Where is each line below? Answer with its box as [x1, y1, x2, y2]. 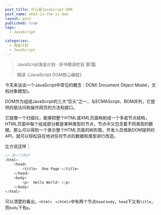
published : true [5, 20, 38, 26]
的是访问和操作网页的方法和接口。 [9, 104, 78, 110]
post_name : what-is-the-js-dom [5, 12, 68, 17]
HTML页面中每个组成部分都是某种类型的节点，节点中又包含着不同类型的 [5, 121, 149, 127]
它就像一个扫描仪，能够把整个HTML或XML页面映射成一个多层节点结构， [5, 115, 150, 120]
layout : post [5, 16, 32, 21]
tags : [5, 25, 16, 30]
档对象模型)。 [5, 88, 32, 94]
